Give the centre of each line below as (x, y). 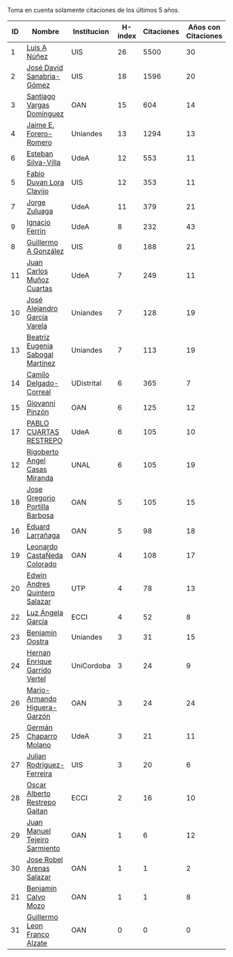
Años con (204, 27)
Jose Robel (45, 860)
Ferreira (40, 773)
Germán (40, 727)
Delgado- (43, 383)
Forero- (40, 134)
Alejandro (42, 308)
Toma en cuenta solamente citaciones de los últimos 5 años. (94, 10)
